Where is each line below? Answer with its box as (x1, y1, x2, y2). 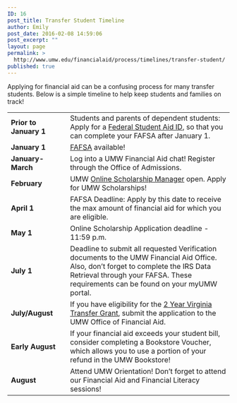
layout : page (7, 43, 46, 50)
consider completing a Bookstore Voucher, (70, 337, 212, 347)
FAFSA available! (70, 142, 126, 152)
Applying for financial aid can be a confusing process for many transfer (7, 82, 215, 90)
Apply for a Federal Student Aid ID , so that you (70, 121, 224, 131)
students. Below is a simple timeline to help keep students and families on (7, 90, 221, 98)
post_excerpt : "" (7, 37, 59, 44)
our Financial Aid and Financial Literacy (70, 375, 200, 385)
